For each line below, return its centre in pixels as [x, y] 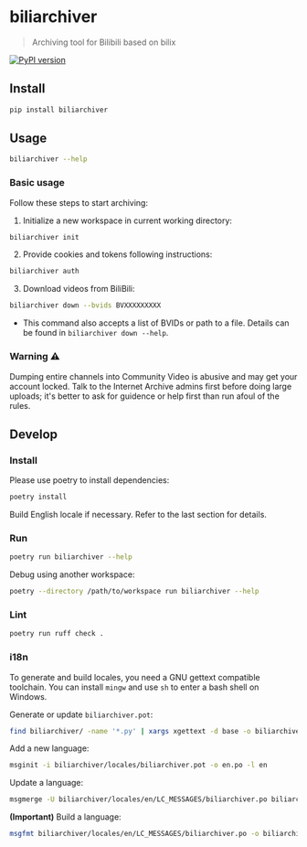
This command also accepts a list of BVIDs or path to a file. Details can [156, 323]
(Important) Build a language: [65, 817]
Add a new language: [49, 748]
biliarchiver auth [44, 272]
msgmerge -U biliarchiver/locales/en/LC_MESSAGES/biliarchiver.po [138, 799]
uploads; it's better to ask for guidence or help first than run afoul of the [145, 396]
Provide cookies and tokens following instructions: [117, 254]
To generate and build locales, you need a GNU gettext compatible [135, 677]
